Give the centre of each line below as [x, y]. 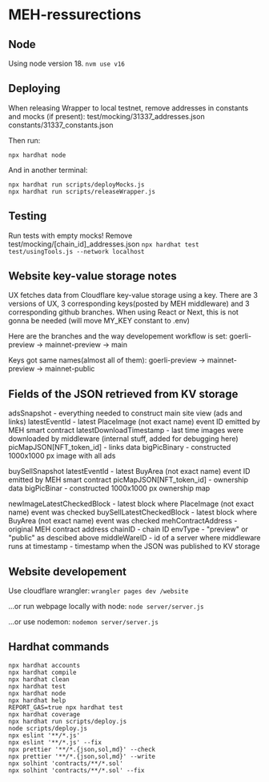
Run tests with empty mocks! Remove [70, 235]
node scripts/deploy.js [48, 728]
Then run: [24, 140]
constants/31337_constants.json [61, 125]
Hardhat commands [59, 647]
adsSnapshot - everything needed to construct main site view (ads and [125, 413]
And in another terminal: [48, 170]
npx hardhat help [37, 700]
